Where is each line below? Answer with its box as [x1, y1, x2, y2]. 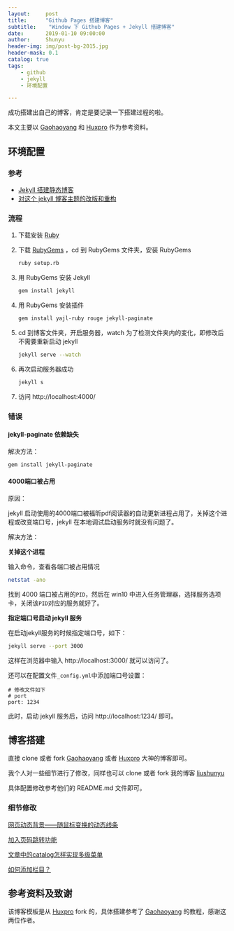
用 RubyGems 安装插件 [17, 301, 85, 309]
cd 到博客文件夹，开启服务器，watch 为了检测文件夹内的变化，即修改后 [17, 328, 224, 337]
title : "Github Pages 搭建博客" [8, 17, 114, 24]
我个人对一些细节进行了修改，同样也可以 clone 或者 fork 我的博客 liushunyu [8, 769, 225, 777]
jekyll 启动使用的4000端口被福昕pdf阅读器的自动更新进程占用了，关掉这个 [8, 509, 221, 517]
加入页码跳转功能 [8, 835, 57, 843]
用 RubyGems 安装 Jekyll [17, 273, 90, 282]
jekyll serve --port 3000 [8, 642, 83, 649]
